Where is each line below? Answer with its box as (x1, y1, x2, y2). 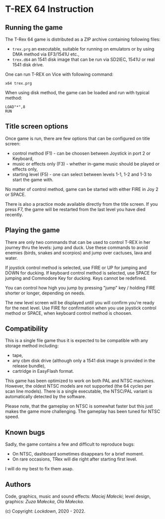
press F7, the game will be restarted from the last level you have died (5, 206, 146, 212)
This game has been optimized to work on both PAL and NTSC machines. (5, 378, 155, 384)
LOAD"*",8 (5, 105, 26, 110)
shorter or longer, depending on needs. (5, 290, 85, 296)
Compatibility (5, 325, 48, 333)
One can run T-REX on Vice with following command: (5, 71, 114, 77)
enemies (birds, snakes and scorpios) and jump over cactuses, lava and (5, 249, 152, 256)
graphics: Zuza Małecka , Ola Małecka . (5, 499, 84, 505)
